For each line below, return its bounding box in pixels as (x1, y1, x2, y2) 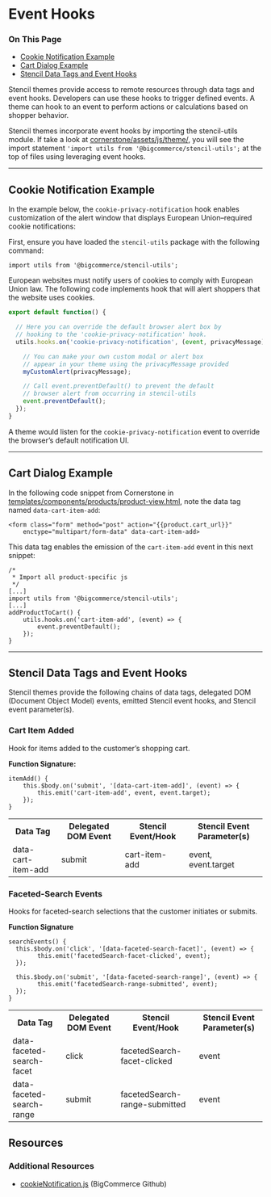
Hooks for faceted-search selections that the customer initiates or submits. (8, 906, 258, 917)
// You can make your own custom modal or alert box (23, 352, 204, 360)
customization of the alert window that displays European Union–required (8, 213, 252, 223)
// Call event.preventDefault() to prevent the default (23, 382, 215, 390)
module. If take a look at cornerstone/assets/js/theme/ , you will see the (8, 135, 244, 145)
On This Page (8, 34, 62, 45)
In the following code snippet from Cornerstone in (8, 488, 174, 498)
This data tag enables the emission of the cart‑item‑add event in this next (8, 542, 253, 552)
